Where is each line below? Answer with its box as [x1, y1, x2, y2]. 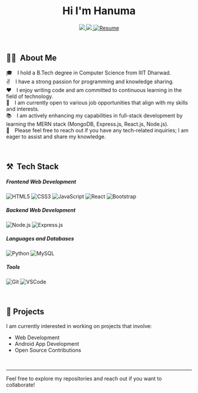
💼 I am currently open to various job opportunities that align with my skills [6, 99, 189, 106]
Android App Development [14, 340, 80, 347]
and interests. [6, 105, 39, 112]
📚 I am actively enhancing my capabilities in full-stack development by [6, 112, 183, 119]
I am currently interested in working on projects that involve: [6, 322, 152, 329]
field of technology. [6, 93, 54, 100]
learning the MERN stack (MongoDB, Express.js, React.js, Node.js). [6, 120, 169, 128]
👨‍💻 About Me [6, 53, 57, 63]
